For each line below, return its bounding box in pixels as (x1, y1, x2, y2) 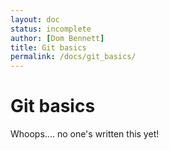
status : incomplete (10, 24, 92, 34)
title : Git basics (10, 42, 87, 53)
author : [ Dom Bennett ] (10, 33, 105, 43)
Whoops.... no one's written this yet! (10, 128, 160, 140)
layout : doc (10, 14, 60, 25)
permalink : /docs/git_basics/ (10, 52, 137, 62)
